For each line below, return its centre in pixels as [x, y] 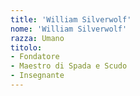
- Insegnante [37, 76]
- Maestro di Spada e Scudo [69, 66]
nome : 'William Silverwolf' [69, 29]
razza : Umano [37, 38]
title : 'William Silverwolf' [71, 19]
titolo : [26, 47]
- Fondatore [35, 57]
